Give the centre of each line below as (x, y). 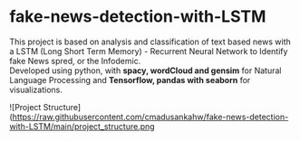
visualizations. (36, 89)
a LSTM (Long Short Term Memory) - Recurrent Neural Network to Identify (149, 51)
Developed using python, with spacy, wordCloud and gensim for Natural (145, 70)
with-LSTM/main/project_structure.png (82, 126)
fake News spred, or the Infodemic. (75, 61)
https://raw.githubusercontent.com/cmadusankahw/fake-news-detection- (150, 117)
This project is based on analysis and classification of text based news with (150, 42)
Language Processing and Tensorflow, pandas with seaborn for (130, 80)
